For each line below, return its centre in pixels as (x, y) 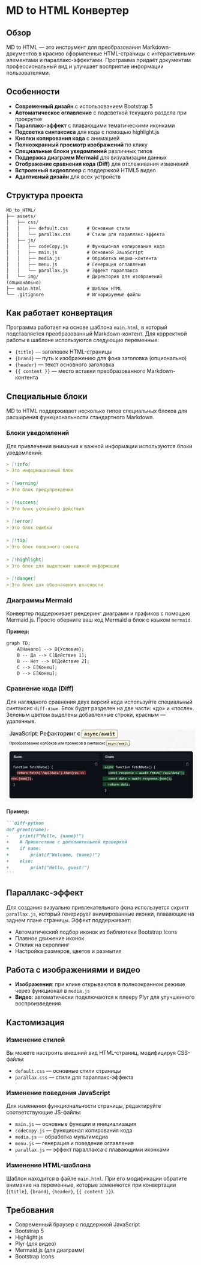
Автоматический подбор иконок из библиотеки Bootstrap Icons (96, 932)
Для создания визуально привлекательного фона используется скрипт (97, 907)
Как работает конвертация (59, 313)
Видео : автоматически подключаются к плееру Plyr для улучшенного (105, 997)
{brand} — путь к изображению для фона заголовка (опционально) (101, 358)
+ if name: (24, 849)
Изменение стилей (35, 1040)
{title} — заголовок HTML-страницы (63, 352)
